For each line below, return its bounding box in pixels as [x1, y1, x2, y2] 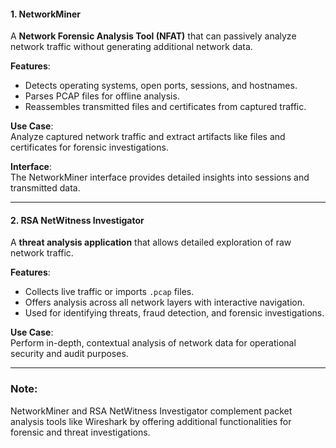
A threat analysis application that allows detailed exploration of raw [10, 236, 292, 249]
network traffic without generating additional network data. [10, 41, 253, 53]
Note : [10, 382, 38, 396]
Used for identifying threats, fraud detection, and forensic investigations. [24, 307, 325, 319]
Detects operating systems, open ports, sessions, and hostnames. [24, 80, 298, 92]
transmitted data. [10, 182, 81, 194]
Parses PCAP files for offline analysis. [24, 90, 180, 102]
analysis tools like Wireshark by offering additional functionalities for [10, 415, 292, 427]
